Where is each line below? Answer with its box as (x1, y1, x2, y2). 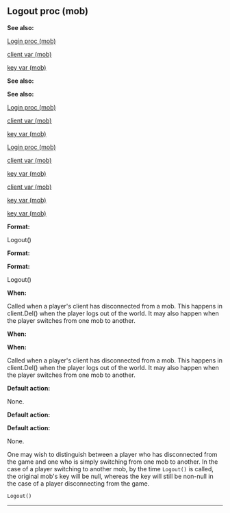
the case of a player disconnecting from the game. (7, 479, 150, 488)
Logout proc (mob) (7, 5, 89, 17)
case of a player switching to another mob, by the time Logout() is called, (7, 464, 214, 473)
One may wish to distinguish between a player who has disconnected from (7, 450, 218, 458)
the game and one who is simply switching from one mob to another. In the (7, 458, 218, 466)
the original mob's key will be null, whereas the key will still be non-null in (7, 472, 214, 480)
